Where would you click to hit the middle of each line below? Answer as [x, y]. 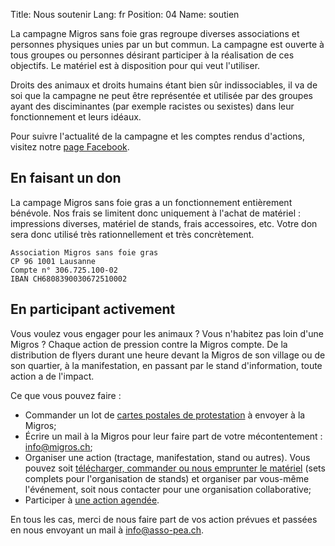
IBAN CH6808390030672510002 [69, 279]
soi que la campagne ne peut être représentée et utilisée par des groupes [161, 95]
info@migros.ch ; [58, 446]
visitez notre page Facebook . [70, 147]
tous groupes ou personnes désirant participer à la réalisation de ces [152, 55]
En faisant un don [66, 178]
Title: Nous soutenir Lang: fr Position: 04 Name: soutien [125, 14]
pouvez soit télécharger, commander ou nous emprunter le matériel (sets [175, 468]
